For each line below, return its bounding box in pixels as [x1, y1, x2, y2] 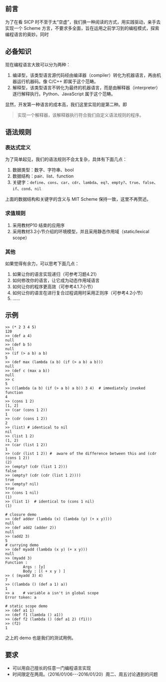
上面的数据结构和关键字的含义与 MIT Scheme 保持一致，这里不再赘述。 [5, 196, 152, 202]
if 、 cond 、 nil [12, 186, 42, 192]
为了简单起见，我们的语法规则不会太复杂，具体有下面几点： [5, 156, 127, 162]
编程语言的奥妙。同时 [5, 31, 49, 37]
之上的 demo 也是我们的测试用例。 [5, 635, 76, 641]
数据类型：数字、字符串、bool [12, 167, 74, 173]
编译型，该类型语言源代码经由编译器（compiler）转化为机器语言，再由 [12, 72, 157, 78]
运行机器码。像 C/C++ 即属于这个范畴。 [16, 78, 98, 84]
